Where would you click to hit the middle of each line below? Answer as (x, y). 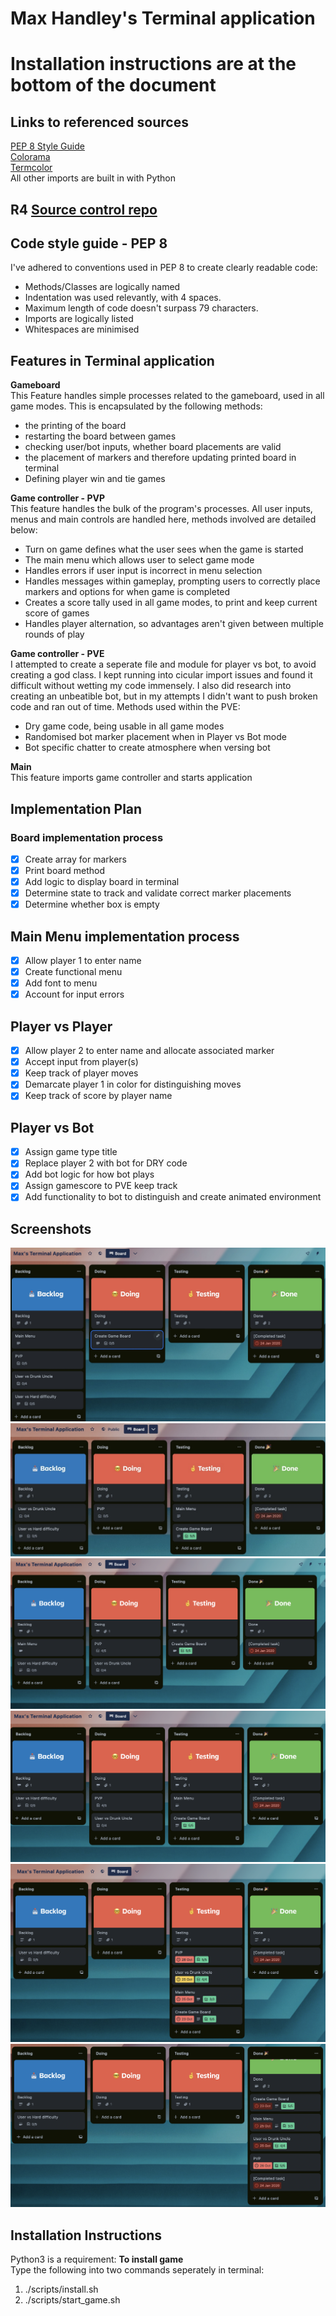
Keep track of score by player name (98, 1096)
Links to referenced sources (99, 122)
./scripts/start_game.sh (72, 2300)
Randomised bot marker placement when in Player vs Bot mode (155, 737)
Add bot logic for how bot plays (89, 1174)
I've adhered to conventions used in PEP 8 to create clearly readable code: (164, 268)
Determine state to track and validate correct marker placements (158, 893)
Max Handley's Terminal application (163, 18)
